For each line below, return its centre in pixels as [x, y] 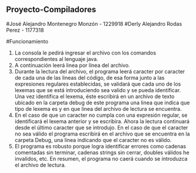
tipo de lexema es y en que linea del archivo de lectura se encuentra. [98, 108]
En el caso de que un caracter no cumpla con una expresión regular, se [101, 115]
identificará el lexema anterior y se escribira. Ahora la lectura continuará [102, 121]
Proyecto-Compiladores [51, 10]
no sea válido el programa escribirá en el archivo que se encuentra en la [102, 134]
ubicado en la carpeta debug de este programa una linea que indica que [102, 103]
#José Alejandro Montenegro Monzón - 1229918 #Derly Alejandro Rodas [94, 23]
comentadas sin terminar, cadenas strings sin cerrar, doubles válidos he [102, 152]
